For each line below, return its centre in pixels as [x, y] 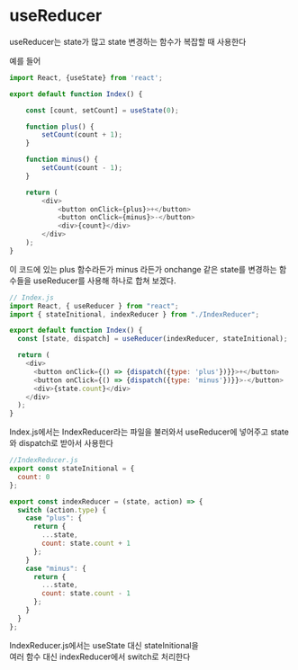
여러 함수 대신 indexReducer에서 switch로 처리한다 [100, 657]
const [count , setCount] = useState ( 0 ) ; [102, 110]
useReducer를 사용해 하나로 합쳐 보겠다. [104, 281]
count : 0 [34, 477]
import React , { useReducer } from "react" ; [94, 306]
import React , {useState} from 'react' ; [86, 77]
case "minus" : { [56, 568]
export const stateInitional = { [72, 469]
